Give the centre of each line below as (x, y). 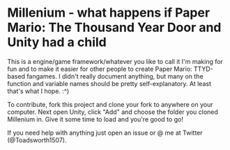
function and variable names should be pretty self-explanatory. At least (109, 83)
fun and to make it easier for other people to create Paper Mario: (100, 69)
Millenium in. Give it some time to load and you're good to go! (95, 119)
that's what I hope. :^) (38, 91)
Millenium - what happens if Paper (109, 13)
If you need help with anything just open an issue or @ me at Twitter (105, 133)
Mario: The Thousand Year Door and (114, 27)
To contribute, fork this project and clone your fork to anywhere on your (110, 104)
